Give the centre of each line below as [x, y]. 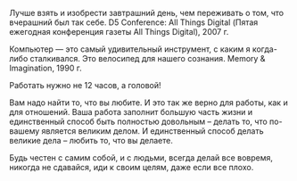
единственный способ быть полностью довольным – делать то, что [138, 121]
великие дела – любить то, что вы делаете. [91, 140]
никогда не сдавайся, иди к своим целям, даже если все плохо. [132, 167]
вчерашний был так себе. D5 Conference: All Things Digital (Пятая [134, 22]
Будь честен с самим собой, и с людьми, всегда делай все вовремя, [141, 158]
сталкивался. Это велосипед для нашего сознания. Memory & [148, 58]
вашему [25, 131]
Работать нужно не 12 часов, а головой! [86, 85]
